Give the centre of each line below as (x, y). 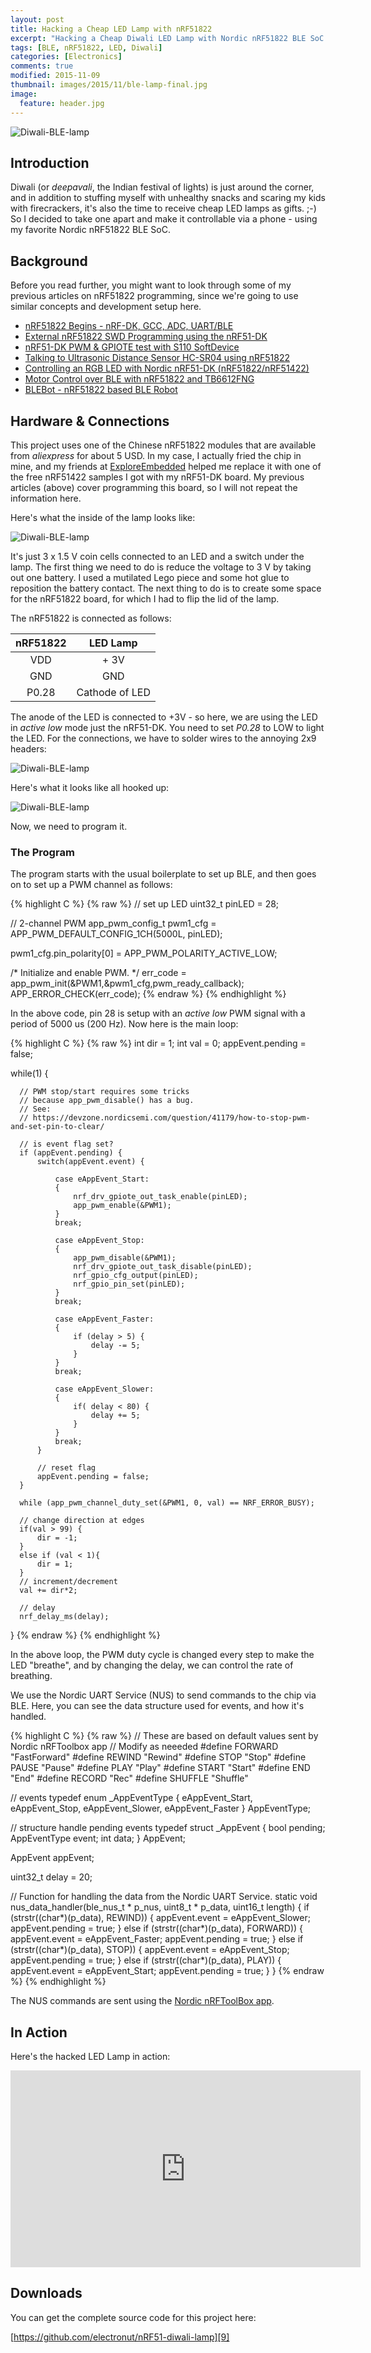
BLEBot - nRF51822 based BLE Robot (101, 390)
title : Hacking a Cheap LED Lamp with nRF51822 (111, 29)
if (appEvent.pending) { (71, 1153)
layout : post (37, 19)
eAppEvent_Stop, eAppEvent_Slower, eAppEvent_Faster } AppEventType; (161, 1808)
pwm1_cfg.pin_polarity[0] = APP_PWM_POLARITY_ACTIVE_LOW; (144, 953)
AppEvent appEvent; (52, 1858)
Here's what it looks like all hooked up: (90, 787)
